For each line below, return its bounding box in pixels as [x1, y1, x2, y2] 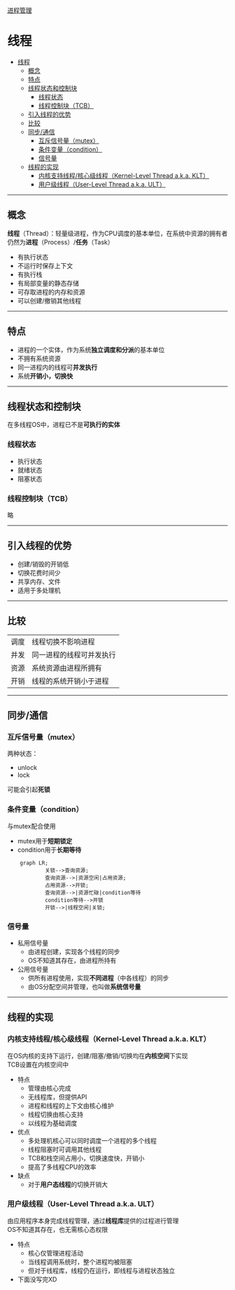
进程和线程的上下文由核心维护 [27, 1101, 114, 1109]
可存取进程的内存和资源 [17, 288, 85, 296]
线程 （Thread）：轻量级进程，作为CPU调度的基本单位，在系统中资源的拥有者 [7, 229, 228, 237]
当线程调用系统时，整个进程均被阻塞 [27, 1257, 133, 1266]
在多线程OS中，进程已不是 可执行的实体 [7, 421, 120, 429]
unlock [17, 764, 37, 772]
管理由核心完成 [27, 1084, 71, 1092]
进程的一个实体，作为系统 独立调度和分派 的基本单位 [17, 345, 165, 353]
